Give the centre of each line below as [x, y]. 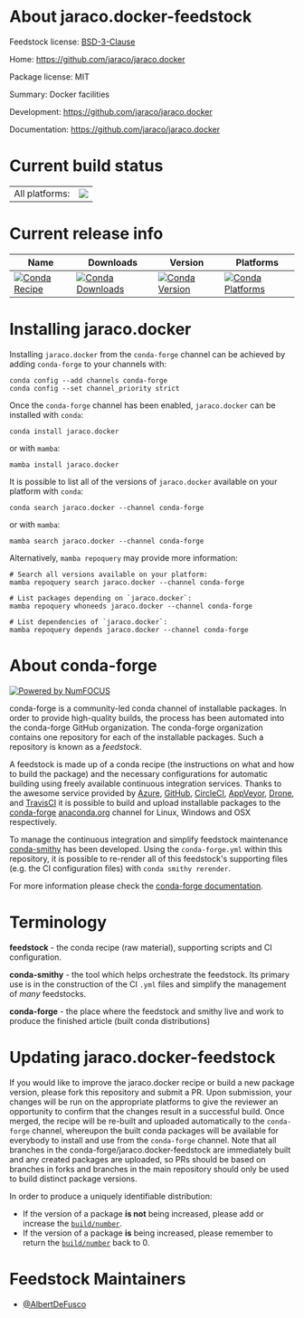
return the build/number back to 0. [86, 1242]
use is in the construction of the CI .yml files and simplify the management [148, 984]
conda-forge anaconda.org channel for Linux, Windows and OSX [130, 812]
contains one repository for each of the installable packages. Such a [137, 737]
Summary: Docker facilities [60, 94]
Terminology [58, 922]
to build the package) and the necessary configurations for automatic [139, 773]
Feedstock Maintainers [98, 1279]
